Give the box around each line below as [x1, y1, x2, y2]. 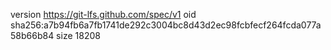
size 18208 [56, 30, 101, 41]
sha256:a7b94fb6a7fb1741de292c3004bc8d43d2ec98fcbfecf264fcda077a [10, 19, 322, 31]
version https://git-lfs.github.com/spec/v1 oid [10, 9, 197, 20]
